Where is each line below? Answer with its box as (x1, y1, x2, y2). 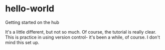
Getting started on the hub (5, 19, 60, 25)
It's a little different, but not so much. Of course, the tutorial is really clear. (5, 29, 157, 35)
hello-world (5, 3, 55, 14)
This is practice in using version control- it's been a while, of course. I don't (5, 34, 161, 40)
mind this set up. (5, 39, 39, 45)
